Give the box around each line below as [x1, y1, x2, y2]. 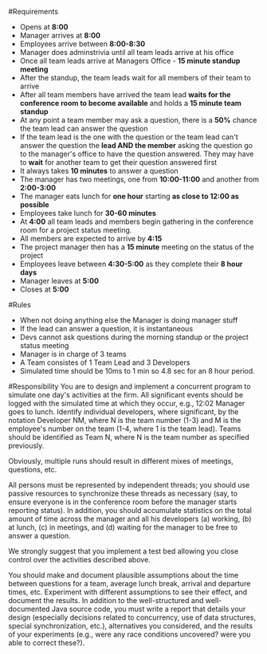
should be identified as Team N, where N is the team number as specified [8, 433, 249, 441]
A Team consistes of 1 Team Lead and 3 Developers [19, 358, 190, 367]
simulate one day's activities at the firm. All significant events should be [8, 390, 244, 399]
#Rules [8, 300, 32, 309]
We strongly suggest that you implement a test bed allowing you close [8, 546, 239, 556]
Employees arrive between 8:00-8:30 [19, 39, 146, 49]
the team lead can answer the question [19, 123, 148, 133]
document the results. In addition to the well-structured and [8, 596, 204, 605]
